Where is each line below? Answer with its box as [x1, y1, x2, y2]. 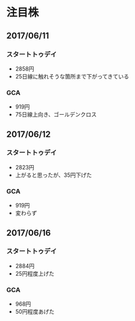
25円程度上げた [15, 269, 55, 277]
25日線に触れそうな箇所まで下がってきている [15, 72, 129, 80]
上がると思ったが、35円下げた [15, 171, 92, 179]
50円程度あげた [15, 308, 55, 315]
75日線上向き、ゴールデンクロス [15, 111, 97, 118]
